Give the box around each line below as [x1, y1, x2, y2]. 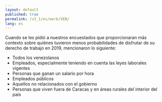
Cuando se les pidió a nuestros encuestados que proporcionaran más [5, 35, 147, 41]
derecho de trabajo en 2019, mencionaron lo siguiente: [5, 45, 117, 51]
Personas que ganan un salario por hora [12, 70, 94, 77]
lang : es [5, 21, 23, 26]
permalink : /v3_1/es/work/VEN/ [5, 16, 70, 21]
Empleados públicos [12, 76, 54, 82]
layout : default [5, 7, 39, 12]
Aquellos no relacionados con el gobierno [12, 81, 97, 87]
